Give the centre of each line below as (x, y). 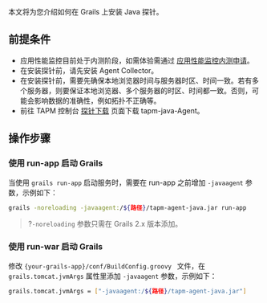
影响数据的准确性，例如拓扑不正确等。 (97, 100)
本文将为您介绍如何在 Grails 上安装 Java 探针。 (86, 12)
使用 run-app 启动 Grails (56, 163)
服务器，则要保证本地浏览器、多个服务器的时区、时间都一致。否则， (140, 90)
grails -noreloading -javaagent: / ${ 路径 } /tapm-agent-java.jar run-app (127, 207)
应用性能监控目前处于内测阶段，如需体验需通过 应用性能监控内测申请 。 (137, 60)
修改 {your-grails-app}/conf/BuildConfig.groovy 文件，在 (107, 266)
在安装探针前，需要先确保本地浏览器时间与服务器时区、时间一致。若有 (136, 80)
